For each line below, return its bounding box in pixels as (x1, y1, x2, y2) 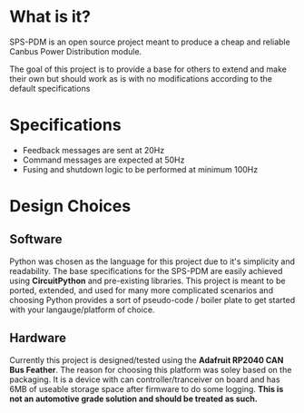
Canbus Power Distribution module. (9, 45, 142, 56)
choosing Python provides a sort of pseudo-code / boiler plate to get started (9, 294, 296, 305)
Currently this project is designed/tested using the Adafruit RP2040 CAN (9, 354, 284, 365)
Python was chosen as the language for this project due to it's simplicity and (9, 256, 296, 267)
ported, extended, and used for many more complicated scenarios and (9, 284, 274, 296)
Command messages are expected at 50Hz (22, 154, 185, 165)
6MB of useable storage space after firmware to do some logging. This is (9, 383, 284, 394)
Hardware (9, 330, 66, 346)
